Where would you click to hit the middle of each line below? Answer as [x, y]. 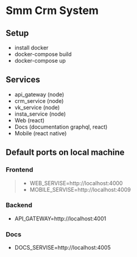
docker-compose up [40, 61]
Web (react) [30, 120]
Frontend [19, 170]
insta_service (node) [40, 114]
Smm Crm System [52, 11]
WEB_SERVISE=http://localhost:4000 [76, 183]
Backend [19, 205]
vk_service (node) [37, 107]
